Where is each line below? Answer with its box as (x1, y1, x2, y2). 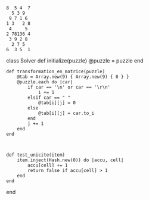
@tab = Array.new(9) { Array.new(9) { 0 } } (17, 74, 129, 80)
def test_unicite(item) (6, 152, 66, 158)
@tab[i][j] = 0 (38, 100, 76, 106)
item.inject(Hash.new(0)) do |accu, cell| (17, 157, 124, 163)
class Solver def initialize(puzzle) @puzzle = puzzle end (6, 57, 144, 64)
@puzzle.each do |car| (17, 79, 73, 85)
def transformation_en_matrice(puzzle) (6, 68, 105, 74)
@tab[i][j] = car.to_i (38, 110, 95, 116)
